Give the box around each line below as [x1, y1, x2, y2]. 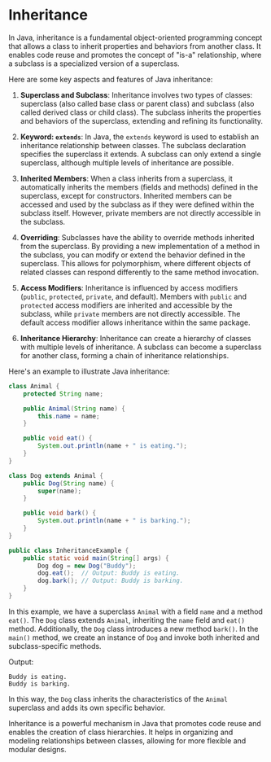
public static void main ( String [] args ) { [23, 554, 169, 563]
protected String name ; [23, 389, 104, 398]
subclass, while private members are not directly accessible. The [20, 309, 241, 318]
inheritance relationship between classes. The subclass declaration [20, 140, 247, 150]
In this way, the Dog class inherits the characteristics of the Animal [8, 694, 228, 703]
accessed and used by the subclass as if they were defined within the [20, 199, 255, 209]
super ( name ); [37, 487, 82, 495]
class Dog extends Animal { [8, 471, 104, 480]
